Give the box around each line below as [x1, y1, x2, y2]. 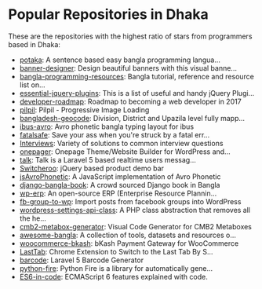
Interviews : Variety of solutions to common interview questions [19, 138, 224, 148]
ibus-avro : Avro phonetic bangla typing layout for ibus [19, 122, 195, 131]
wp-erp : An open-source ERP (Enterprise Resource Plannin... [19, 188, 217, 198]
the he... [19, 214, 47, 223]
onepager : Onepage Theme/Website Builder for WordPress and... [19, 147, 231, 156]
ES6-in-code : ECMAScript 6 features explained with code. [19, 272, 208, 281]
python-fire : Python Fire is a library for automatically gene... [19, 263, 213, 273]
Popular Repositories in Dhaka [8, 5, 209, 24]
